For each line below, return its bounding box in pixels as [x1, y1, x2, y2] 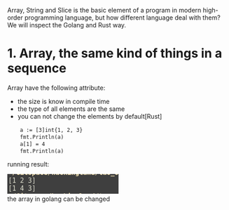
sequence [7, 60, 67, 77]
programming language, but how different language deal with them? [24, 13, 221, 22]
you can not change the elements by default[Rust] [17, 112, 162, 120]
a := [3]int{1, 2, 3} [20, 126, 83, 133]
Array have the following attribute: [7, 84, 106, 92]
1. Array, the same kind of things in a [7, 46, 223, 62]
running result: [7, 159, 50, 168]
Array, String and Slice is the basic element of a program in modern [7, 6, 202, 14]
